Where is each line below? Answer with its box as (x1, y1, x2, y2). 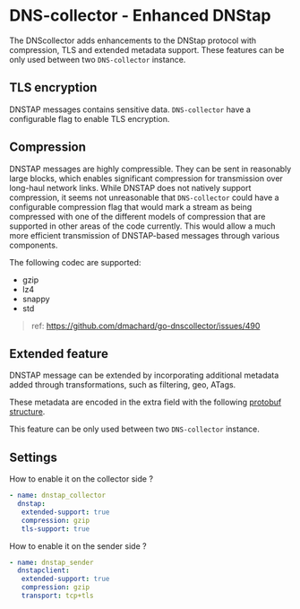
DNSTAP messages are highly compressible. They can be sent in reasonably (9, 163, 292, 174)
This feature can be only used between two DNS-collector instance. (9, 423, 260, 435)
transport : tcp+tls (21, 591, 94, 601)
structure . (9, 406, 46, 417)
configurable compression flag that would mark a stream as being (9, 201, 253, 212)
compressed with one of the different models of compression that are (9, 211, 266, 222)
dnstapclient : (17, 566, 70, 575)
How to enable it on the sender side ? (9, 540, 147, 552)
